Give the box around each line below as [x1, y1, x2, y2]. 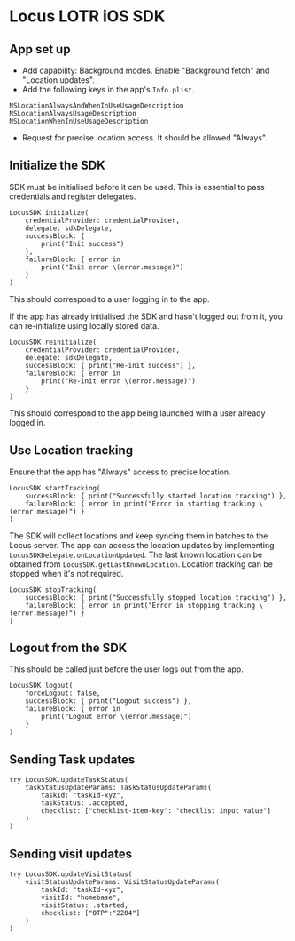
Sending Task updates [9, 752, 136, 767]
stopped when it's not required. [9, 568, 124, 578]
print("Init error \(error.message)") [41, 262, 184, 272]
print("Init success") [41, 239, 125, 248]
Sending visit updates [9, 846, 133, 861]
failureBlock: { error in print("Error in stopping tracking [25, 601, 255, 610]
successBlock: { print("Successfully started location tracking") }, [25, 491, 288, 500]
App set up [9, 42, 71, 57]
